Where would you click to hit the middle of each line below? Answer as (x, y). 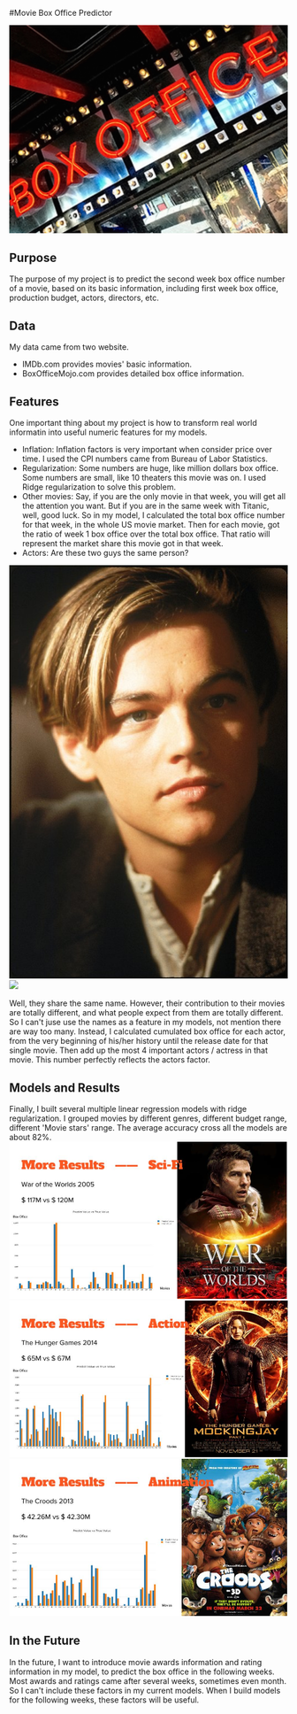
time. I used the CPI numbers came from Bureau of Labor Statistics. (145, 459)
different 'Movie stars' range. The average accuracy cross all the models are (148, 1128)
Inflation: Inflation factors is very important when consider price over (147, 449)
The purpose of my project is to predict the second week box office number (147, 279)
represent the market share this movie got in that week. (122, 543)
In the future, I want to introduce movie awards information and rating (136, 1662)
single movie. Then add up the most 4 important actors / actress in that (138, 1050)
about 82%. (30, 1138)
